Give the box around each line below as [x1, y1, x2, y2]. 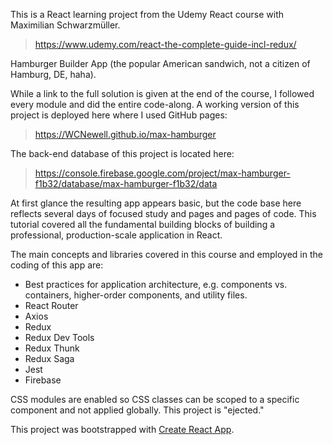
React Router [24, 300, 79, 311]
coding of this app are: [10, 259, 104, 271]
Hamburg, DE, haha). [10, 69, 97, 80]
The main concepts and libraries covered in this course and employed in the [10, 249, 323, 260]
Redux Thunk [24, 342, 80, 354]
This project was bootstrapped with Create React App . [10, 424, 235, 435]
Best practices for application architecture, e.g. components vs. [24, 279, 288, 290]
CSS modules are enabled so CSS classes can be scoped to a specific [10, 394, 300, 405]
